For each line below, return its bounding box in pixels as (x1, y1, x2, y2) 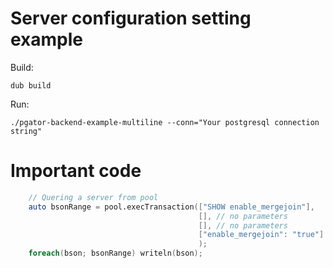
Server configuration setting (10, 7, 252, 30)
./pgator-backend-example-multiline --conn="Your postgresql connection (10, 117, 320, 127)
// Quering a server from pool (28, 192, 159, 202)
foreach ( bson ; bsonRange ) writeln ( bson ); (28, 248, 203, 259)
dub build (10, 80, 52, 91)
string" (10, 126, 43, 136)
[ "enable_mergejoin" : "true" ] (198, 230, 325, 240)
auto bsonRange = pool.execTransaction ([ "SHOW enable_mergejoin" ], (28, 202, 315, 212)
